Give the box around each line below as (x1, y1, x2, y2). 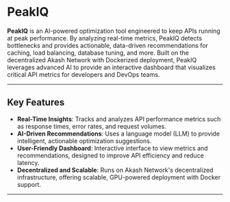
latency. (16, 158, 40, 166)
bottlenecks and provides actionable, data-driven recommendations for (7, 41, 209, 49)
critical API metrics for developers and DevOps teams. (7, 70, 160, 79)
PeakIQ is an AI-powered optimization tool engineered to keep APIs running (7, 27, 220, 35)
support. (16, 180, 42, 188)
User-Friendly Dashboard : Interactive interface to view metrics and (16, 144, 208, 152)
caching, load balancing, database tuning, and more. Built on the (7, 49, 190, 57)
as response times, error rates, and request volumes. (16, 122, 166, 130)
